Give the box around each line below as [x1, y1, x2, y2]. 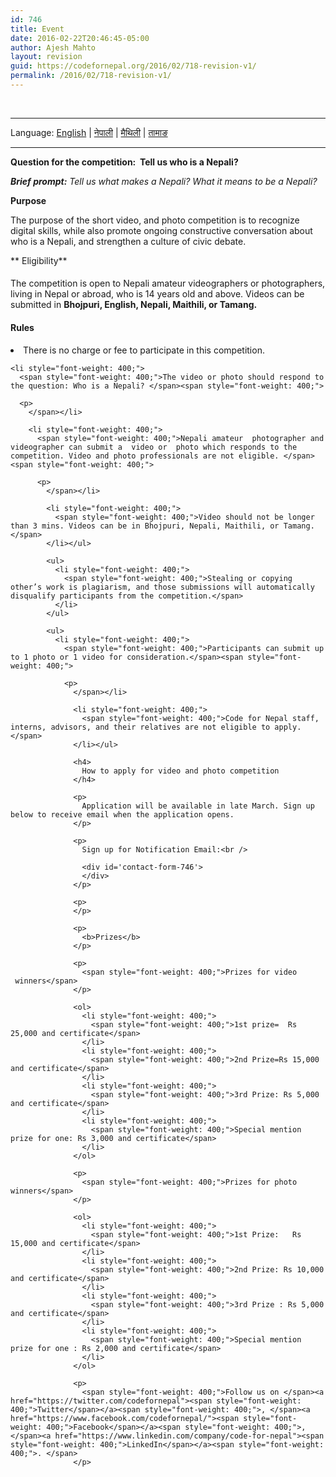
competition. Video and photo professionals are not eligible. [10, 451, 280, 461]
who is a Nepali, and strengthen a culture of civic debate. [10, 235, 247, 247]
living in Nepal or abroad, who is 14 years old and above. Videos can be [10, 288, 305, 300]
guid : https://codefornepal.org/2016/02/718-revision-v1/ [10, 61, 257, 71]
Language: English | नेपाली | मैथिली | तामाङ [10, 126, 168, 138]
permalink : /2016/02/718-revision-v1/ [10, 71, 172, 81]
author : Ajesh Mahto [10, 42, 97, 53]
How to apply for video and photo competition [81, 766, 280, 776]
